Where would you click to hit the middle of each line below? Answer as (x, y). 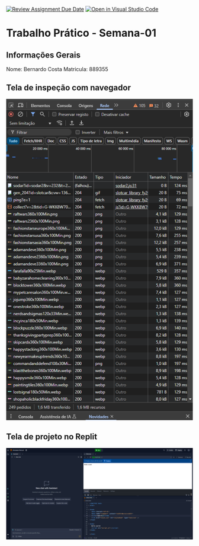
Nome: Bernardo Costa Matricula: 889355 (57, 69)
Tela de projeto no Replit (52, 437)
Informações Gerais (44, 55)
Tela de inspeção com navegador (69, 88)
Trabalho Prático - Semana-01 (81, 33)
